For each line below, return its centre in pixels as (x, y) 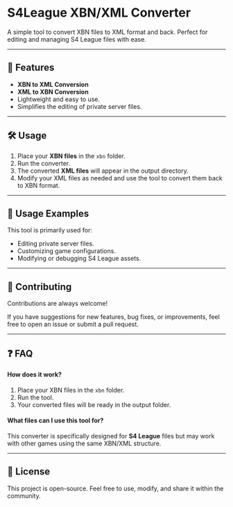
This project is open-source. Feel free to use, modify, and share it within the (115, 488)
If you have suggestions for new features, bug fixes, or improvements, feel (113, 317)
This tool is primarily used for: (50, 230)
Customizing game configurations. (67, 251)
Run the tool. (35, 397)
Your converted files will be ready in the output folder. (94, 404)
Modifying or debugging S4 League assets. (79, 259)
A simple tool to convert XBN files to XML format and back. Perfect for (107, 32)
